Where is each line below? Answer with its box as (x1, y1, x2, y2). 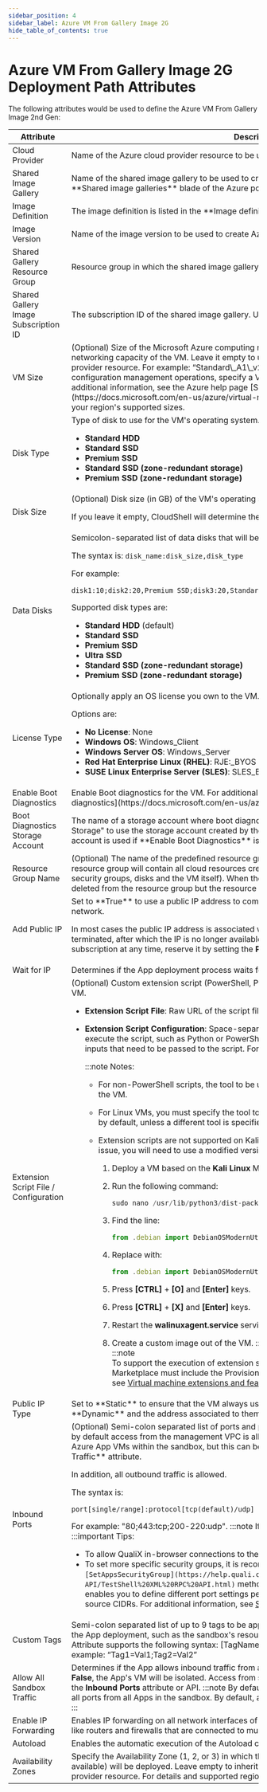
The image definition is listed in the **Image (71, 206, 237, 217)
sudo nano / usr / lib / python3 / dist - (111, 1198, 242, 1208)
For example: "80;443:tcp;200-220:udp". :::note (71, 1521, 253, 1532)
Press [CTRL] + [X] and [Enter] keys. (111, 1302, 251, 1313)
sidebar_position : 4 (8, 11, 77, 20)
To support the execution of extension (111, 1358, 254, 1369)
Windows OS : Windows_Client (84, 736, 199, 747)
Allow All (12, 1672, 45, 1684)
